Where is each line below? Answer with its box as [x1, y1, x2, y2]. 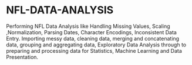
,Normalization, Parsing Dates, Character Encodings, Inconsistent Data [6, 28, 177, 35]
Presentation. [6, 53, 39, 60]
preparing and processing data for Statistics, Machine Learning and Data [6, 47, 182, 54]
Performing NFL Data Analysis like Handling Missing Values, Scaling [6, 23, 170, 30]
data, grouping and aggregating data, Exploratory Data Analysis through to [6, 41, 187, 48]
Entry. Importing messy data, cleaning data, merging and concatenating [6, 35, 180, 42]
